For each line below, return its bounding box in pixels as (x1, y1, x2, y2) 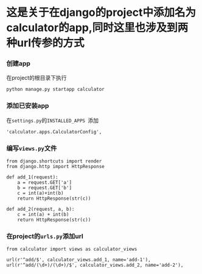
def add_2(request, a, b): (6, 206, 75, 213)
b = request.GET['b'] (17, 185, 72, 191)
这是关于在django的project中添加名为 (6, 5, 197, 19)
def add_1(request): (6, 174, 59, 180)
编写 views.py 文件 (6, 144, 57, 152)
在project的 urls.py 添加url (6, 232, 83, 241)
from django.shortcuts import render (6, 158, 102, 164)
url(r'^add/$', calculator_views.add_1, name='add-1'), (6, 257, 151, 263)
